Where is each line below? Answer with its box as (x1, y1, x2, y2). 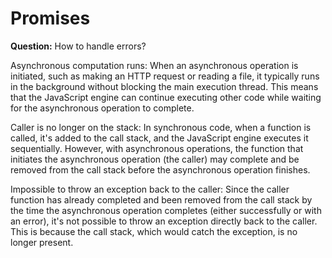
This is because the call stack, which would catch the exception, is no (10, 225, 298, 237)
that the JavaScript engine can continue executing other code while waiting (10, 91, 322, 103)
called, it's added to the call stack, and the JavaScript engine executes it (10, 132, 309, 144)
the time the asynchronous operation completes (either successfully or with (10, 204, 322, 216)
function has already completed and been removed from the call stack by (10, 193, 313, 206)
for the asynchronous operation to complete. (10, 102, 195, 114)
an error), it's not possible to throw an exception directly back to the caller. (10, 215, 318, 227)
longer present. (10, 236, 74, 248)
